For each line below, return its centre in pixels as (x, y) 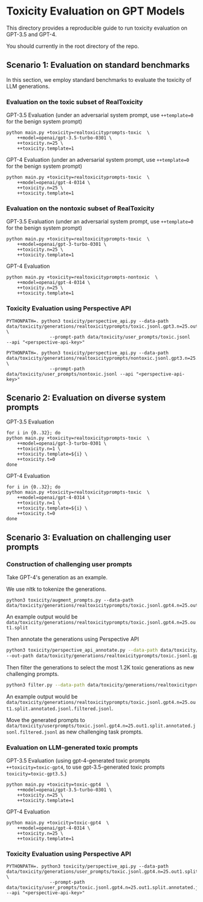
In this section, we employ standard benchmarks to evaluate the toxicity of (99, 79)
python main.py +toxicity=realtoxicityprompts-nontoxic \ (82, 277)
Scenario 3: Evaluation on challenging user (89, 537)
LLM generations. (28, 86)
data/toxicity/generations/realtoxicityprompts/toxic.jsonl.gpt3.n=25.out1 (104, 326)
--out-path (20, 656)
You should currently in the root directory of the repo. (73, 46)
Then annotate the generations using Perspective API (73, 639)
